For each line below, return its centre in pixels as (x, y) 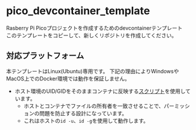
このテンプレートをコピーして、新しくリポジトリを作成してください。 (91, 35)
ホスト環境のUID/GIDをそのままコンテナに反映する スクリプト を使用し (100, 91)
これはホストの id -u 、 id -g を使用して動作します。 (86, 121)
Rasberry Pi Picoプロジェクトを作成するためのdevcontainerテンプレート (94, 28)
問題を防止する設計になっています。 (83, 113)
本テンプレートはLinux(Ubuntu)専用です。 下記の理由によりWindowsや (93, 71)
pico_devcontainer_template (78, 11)
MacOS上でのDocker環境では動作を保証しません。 (68, 79)
